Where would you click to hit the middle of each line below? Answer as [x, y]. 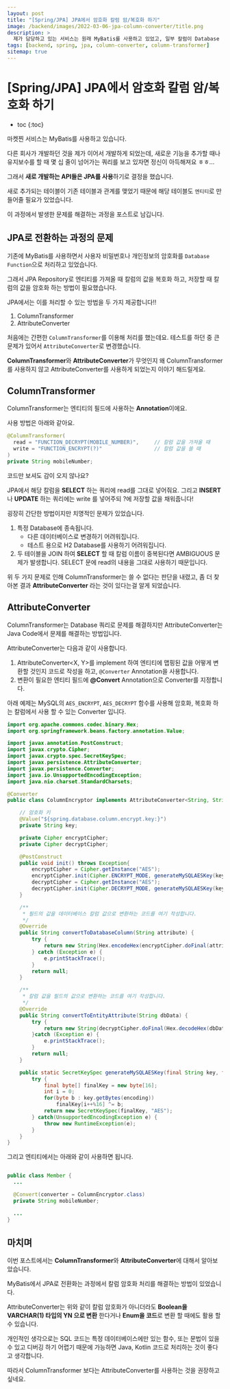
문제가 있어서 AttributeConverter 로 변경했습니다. [74, 346]
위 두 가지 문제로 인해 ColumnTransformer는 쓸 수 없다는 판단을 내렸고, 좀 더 [110, 577]
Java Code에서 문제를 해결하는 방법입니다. [64, 633]
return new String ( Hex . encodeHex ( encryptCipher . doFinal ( [127, 945]
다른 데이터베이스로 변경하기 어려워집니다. [83, 536]
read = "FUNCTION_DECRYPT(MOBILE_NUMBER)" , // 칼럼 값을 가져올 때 [112, 443]
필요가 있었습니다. [49, 199]
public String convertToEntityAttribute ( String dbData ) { [104, 1015]
